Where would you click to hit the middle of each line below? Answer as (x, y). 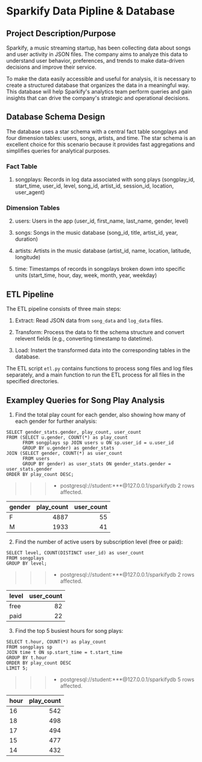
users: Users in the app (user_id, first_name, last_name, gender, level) (102, 221)
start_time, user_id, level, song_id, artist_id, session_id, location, (94, 186)
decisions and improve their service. (51, 67)
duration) (26, 239)
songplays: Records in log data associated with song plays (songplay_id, (105, 180)
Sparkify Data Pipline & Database (90, 11)
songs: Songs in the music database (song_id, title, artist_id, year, (96, 233)
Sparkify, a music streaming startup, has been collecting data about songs (99, 48)
